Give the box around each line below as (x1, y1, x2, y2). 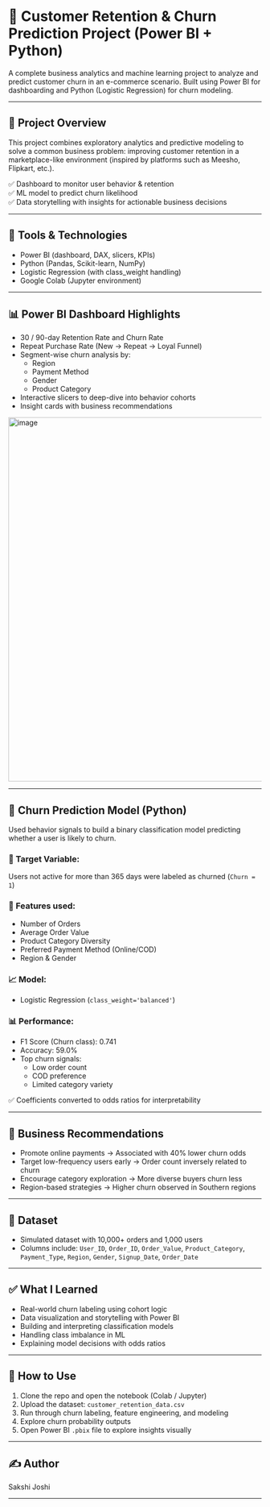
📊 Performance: (8, 1015, 74, 1027)
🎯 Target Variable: (8, 853, 80, 865)
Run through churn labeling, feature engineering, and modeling (19, 1408, 229, 1418)
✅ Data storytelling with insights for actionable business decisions (8, 197, 227, 206)
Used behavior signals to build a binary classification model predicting (8, 825, 241, 835)
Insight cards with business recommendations (19, 401, 173, 411)
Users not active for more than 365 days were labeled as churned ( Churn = (8, 872, 256, 882)
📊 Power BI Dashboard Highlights (8, 307, 181, 321)
